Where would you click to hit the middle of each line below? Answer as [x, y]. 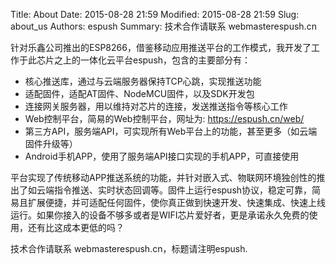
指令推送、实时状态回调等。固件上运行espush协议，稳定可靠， [183, 190]
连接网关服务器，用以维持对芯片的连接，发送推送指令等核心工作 [156, 106]
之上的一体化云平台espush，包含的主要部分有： [152, 60]
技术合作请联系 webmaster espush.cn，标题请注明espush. [129, 248]
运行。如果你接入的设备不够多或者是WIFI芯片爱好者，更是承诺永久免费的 [160, 215]
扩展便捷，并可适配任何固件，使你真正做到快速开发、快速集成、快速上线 [176, 202]
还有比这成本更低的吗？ [76, 227]
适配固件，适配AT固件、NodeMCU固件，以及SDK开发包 [139, 93]
